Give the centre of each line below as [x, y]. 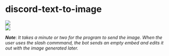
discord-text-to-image [53, 9]
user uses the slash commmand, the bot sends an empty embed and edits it [84, 42]
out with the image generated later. [42, 48]
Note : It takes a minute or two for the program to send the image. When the [84, 37]
